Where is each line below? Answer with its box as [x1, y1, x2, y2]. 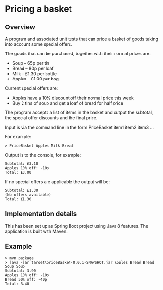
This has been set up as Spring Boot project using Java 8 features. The [5, 223, 148, 229]
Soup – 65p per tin [12, 60, 50, 66]
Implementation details [5, 210, 77, 218]
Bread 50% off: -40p [5, 277, 47, 282]
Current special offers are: [5, 85, 58, 91]
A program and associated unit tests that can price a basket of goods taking [5, 36, 158, 42]
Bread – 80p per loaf [12, 65, 54, 71]
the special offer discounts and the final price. [5, 115, 98, 121]
